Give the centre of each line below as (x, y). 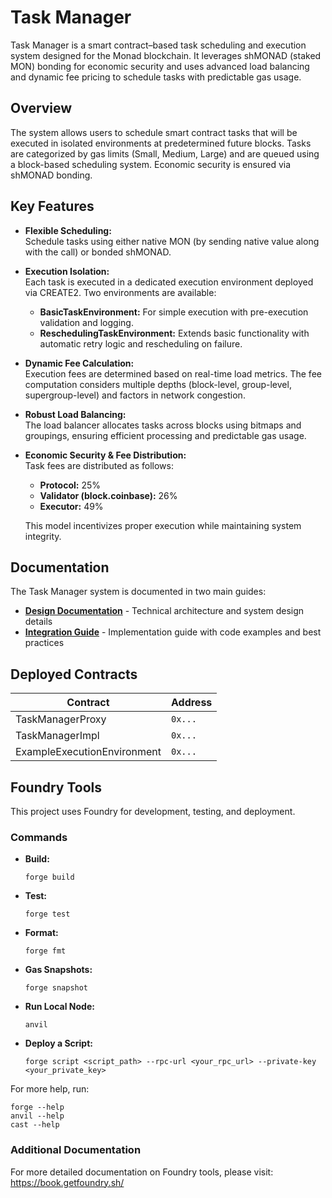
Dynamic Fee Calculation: (79, 363)
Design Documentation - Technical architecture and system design (164, 611)
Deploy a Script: (58, 1043)
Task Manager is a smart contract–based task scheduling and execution (158, 45)
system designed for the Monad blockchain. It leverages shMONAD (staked (166, 55)
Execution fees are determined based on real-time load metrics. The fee (173, 373)
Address (191, 703)
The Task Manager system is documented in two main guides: (138, 592)
